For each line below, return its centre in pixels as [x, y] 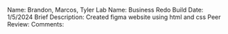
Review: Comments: [36, 24]
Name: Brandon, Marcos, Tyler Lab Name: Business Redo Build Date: [105, 10]
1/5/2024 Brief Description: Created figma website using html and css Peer [114, 17]
